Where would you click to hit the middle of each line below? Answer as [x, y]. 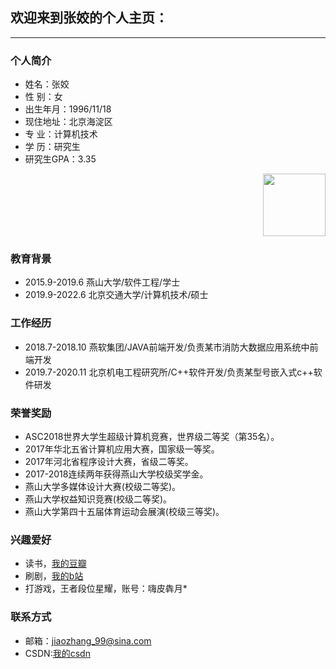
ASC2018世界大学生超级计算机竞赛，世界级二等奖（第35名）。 [152, 436]
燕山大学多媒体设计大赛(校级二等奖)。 [103, 486]
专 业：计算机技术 [61, 134]
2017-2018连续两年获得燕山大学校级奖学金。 [116, 474]
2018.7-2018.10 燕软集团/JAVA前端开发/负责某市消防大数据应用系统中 [167, 347]
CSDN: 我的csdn [57, 653]
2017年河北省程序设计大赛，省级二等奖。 [109, 461]
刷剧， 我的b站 [54, 576]
